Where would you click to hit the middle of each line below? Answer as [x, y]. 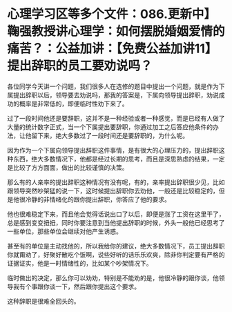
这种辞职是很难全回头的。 [43, 301]
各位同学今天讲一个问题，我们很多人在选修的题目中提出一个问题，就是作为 [113, 86]
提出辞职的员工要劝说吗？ [80, 66]
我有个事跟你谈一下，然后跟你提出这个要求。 [76, 286]
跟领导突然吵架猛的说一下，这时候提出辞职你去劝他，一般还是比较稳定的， [113, 191]
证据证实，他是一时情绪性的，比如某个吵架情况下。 [80, 263]
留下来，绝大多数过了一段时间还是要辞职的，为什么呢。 [109, 135]
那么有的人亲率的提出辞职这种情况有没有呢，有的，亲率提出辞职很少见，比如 [116, 182]
